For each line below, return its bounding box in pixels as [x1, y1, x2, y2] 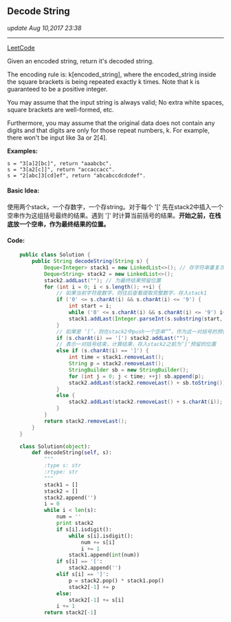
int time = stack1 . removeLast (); [68, 354, 165, 361]
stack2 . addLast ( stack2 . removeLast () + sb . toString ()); [68, 379, 229, 386]
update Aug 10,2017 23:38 [7, 23, 82, 32]
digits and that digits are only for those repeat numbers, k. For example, [7, 126, 210, 134]
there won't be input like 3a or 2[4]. [7, 133, 108, 142]
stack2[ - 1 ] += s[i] [68, 597, 125, 603]
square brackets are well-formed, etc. [7, 105, 115, 114]
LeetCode [7, 43, 36, 52]
